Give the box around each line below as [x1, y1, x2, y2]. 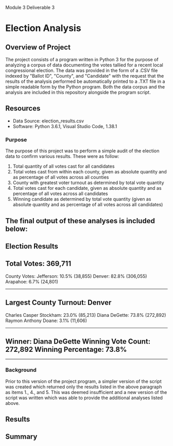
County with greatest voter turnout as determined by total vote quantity [12, 180, 164, 186]
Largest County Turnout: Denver [5, 298, 112, 307]
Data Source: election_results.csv [12, 118, 84, 124]
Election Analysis [5, 23, 81, 34]
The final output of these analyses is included [5, 216, 155, 225]
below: [5, 224, 28, 233]
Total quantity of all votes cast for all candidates [12, 163, 115, 169]
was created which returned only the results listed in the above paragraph [5, 383, 162, 390]
